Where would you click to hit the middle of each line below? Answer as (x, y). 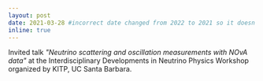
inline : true (30, 30)
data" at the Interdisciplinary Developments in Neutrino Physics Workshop (129, 61)
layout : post (30, 15)
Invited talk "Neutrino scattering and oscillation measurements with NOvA (128, 53)
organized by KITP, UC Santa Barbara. (70, 69)
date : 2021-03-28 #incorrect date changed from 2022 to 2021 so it (121, 23)
